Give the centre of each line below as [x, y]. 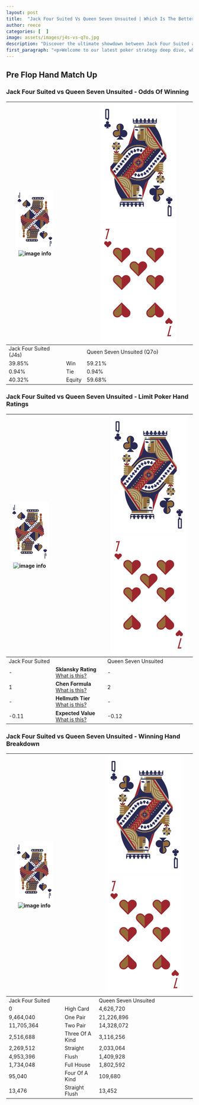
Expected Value [76, 713]
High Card [77, 1009]
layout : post [22, 12]
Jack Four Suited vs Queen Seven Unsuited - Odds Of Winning [98, 92]
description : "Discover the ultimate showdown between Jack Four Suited [98, 44]
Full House [78, 1065]
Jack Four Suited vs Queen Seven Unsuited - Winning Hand [93, 737]
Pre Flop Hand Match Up [52, 75]
